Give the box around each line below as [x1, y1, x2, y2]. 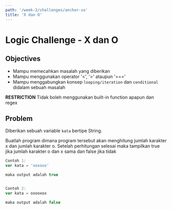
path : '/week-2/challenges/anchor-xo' [5, 7, 88, 13]
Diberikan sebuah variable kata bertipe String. [5, 128, 102, 134]
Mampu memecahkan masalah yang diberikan [12, 68, 110, 74]
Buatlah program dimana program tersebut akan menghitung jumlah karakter [5, 138, 167, 144]
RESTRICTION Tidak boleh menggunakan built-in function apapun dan [5, 94, 155, 100]
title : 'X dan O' [5, 12, 42, 17]
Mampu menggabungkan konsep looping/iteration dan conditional [12, 78, 159, 85]
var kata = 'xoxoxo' [5, 163, 50, 168]
